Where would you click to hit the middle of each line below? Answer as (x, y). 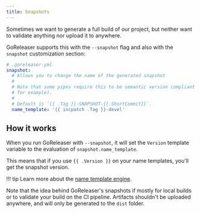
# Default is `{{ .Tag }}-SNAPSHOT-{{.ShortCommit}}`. (82, 104)
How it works (31, 128)
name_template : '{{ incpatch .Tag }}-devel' (68, 109)
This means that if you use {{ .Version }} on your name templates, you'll (97, 161)
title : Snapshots (28, 12)
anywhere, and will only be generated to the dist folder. (76, 203)
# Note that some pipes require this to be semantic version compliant (104, 87)
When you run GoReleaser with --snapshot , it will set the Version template (98, 143)
